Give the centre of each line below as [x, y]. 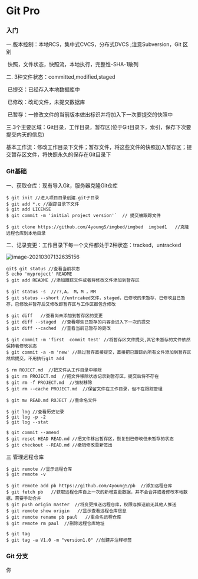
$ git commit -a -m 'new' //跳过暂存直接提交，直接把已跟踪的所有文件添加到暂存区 [99, 352]
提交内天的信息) [25, 135]
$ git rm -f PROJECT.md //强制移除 [49, 383]
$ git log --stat [27, 422]
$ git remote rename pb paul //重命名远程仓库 [64, 517]
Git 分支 [17, 556]
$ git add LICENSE [29, 209]
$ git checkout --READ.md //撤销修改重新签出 [60, 445]
